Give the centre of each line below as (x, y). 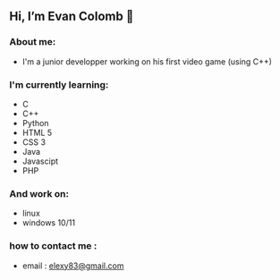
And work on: (39, 193)
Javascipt (40, 161)
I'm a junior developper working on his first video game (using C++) (147, 61)
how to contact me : (53, 246)
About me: (33, 42)
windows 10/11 (49, 223)
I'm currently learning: (59, 84)
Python (35, 123)
